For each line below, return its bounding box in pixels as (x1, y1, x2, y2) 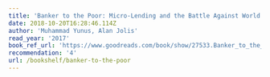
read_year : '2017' (8, 34, 70, 43)
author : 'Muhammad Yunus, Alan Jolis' (8, 26, 138, 34)
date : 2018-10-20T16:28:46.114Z (8, 19, 117, 27)
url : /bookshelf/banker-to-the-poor (8, 57, 131, 65)
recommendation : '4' (8, 49, 78, 57)
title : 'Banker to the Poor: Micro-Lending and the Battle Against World (8, 11, 261, 20)
